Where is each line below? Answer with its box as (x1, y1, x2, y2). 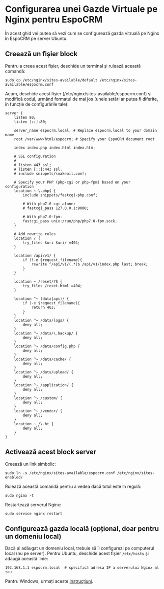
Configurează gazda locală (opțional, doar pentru (5, 524, 159, 533)
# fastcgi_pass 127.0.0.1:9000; (23, 206, 89, 211)
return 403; (31, 305, 56, 310)
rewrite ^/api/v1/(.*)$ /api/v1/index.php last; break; (31, 261, 148, 267)
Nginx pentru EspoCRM (5, 14, 103, 25)
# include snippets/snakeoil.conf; (14, 171, 87, 176)
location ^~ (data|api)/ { (14, 296, 69, 301)
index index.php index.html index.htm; (14, 145, 96, 150)
